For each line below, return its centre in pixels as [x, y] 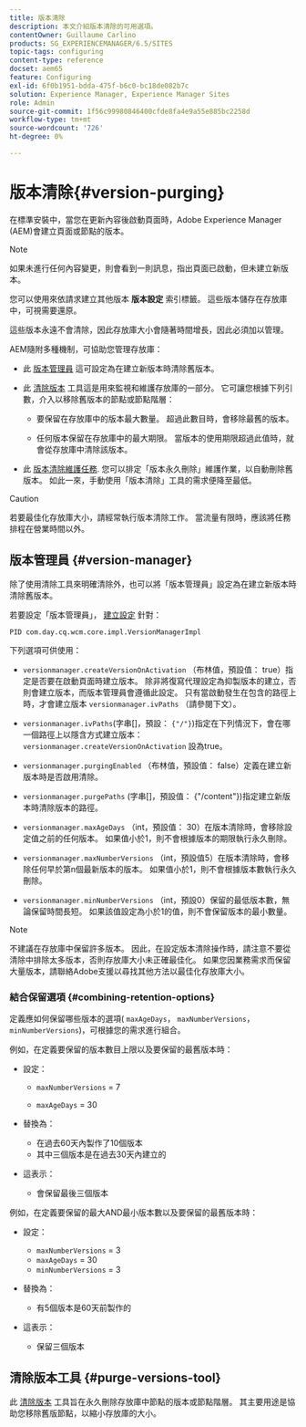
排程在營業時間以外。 [49, 528]
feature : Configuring [51, 78]
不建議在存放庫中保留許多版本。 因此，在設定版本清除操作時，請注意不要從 [150, 948]
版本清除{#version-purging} [117, 193]
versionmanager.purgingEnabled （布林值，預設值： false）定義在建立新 [157, 765]
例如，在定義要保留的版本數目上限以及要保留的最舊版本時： [121, 1049]
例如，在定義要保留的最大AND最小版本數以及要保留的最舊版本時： [134, 1212]
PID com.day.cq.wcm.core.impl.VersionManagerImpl [106, 632]
